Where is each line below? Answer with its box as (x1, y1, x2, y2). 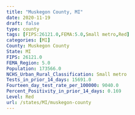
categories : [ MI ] (6, 37, 51, 43)
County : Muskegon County (6, 43, 70, 49)
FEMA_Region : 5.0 (6, 60, 51, 66)
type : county (6, 26, 40, 32)
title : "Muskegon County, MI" (6, 9, 84, 15)
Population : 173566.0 (6, 65, 62, 72)
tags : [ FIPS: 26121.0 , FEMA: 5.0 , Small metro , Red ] (6, 32, 130, 38)
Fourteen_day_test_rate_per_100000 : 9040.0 (6, 83, 119, 89)
